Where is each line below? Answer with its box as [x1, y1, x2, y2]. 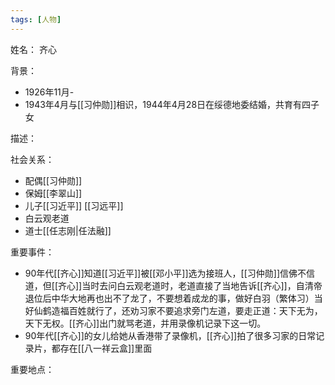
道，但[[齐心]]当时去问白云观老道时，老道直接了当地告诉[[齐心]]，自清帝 [24, 279, 323, 291]
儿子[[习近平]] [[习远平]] [24, 199, 124, 211]
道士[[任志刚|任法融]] [24, 224, 112, 236]
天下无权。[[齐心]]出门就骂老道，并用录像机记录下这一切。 [24, 317, 267, 329]
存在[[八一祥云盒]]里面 [59, 342, 153, 354]
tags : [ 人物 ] [10, 14, 62, 25]
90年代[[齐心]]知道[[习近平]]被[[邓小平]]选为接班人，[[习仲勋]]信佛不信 [24, 267, 316, 279]
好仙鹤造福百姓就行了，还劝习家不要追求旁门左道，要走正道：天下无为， [24, 304, 323, 316]
